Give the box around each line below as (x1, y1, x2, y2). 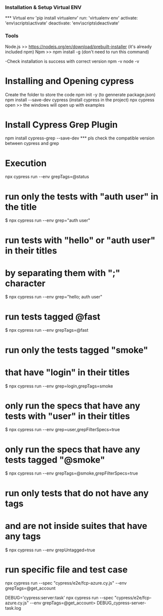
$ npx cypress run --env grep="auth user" (5, 217, 90, 224)
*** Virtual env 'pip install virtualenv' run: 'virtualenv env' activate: (5, 15, 138, 21)
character (5, 278, 45, 289)
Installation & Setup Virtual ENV (5, 4, 82, 11)
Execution (5, 158, 47, 169)
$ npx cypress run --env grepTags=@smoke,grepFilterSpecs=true (5, 470, 138, 476)
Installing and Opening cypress (5, 75, 134, 87)
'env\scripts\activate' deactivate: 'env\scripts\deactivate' (5, 20, 120, 26)
